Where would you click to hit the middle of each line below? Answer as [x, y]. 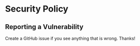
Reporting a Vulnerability [44, 27]
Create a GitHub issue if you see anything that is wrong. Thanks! [70, 38]
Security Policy [37, 9]
